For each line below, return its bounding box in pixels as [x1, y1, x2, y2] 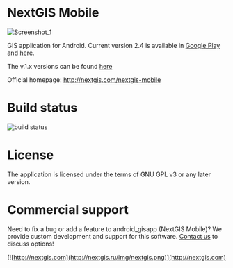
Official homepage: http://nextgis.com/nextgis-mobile [7, 75, 161, 84]
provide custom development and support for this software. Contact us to [7, 232, 218, 240]
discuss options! [7, 240, 54, 248]
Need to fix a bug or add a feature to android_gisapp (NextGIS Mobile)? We [7, 224, 223, 233]
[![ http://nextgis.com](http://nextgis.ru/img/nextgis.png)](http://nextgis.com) [7, 253, 226, 261]
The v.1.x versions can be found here [7, 62, 113, 70]
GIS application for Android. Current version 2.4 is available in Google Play [7, 41, 220, 49]
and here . [7, 49, 35, 57]
